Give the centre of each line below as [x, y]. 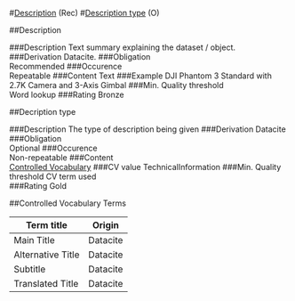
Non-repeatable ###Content [61, 158]
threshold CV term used [53, 176]
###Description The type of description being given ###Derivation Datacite [147, 129]
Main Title [34, 240]
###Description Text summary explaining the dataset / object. [123, 47]
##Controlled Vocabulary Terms [68, 203]
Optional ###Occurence [53, 148]
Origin [106, 225]
